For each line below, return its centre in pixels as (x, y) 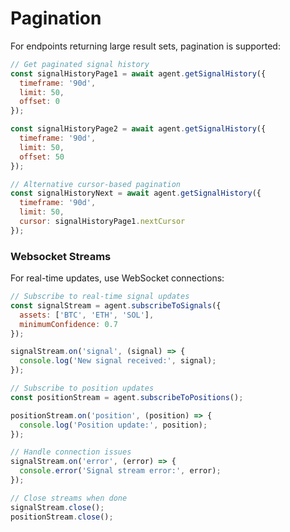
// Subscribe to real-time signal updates (100, 297)
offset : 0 (39, 102)
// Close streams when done (69, 498)
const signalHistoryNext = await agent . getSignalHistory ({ (136, 193)
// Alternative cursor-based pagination (96, 184)
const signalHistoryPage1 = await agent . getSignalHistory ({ (138, 73)
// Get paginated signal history (80, 64)
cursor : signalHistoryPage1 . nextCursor (102, 222)
